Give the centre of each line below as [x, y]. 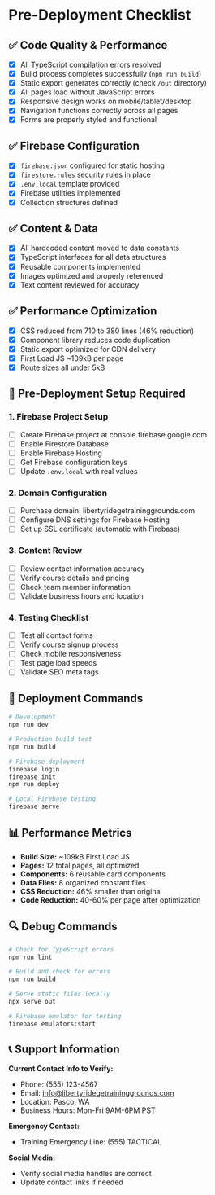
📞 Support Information [64, 1050]
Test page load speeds [58, 663]
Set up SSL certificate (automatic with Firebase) [100, 529]
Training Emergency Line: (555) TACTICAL [91, 1142]
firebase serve [34, 807]
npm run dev [28, 725]
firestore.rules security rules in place [86, 175]
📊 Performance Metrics [70, 833]
